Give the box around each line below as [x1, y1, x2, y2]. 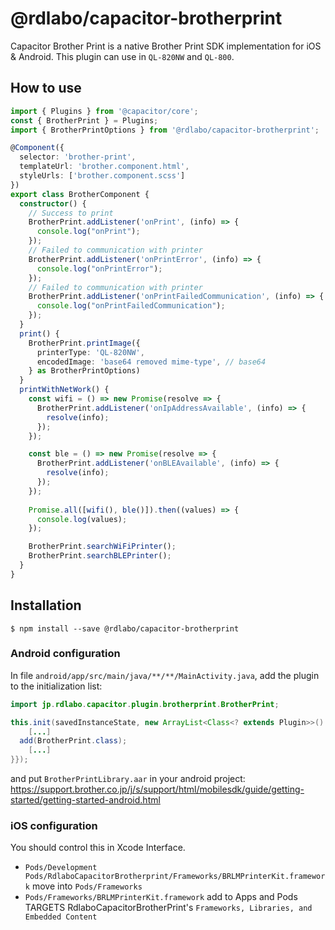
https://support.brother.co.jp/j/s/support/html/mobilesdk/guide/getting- [10, 783, 305, 796]
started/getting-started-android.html [10, 794, 161, 806]
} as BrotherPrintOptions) [28, 366, 141, 376]
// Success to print [28, 208, 114, 218]
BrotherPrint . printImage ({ [28, 338, 141, 348]
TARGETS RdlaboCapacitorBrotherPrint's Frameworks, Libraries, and [24, 902, 313, 914]
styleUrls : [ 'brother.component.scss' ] [19, 171, 186, 181]
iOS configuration [10, 819, 98, 833]
